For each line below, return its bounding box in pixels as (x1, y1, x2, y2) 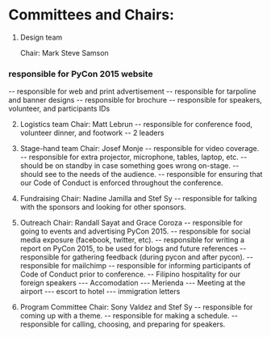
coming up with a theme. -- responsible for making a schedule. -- (19, 311, 239, 321)
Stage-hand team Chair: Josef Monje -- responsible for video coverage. (19, 144, 260, 154)
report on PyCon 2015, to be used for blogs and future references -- (19, 244, 247, 254)
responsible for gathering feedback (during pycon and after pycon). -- (19, 252, 254, 262)
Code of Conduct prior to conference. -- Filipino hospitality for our (19, 269, 240, 280)
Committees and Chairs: (8, 6, 175, 24)
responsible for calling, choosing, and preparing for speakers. (19, 319, 226, 329)
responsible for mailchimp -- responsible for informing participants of (19, 261, 252, 271)
